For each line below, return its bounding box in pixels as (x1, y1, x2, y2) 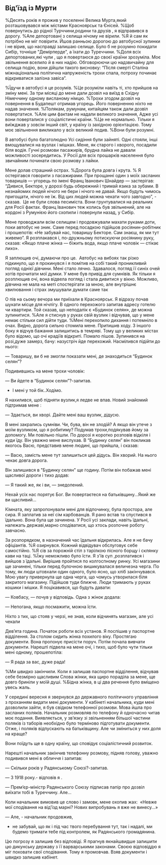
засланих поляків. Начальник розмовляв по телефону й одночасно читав (5, 709, 160, 716)
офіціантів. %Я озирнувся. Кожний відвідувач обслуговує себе (5, 542, 138, 548)
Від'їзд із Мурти (5, 4, 57, 12)
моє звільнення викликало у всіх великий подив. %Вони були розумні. (5, 126, 155, 133)
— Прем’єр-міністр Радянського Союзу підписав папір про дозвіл (5, 784, 145, 790)
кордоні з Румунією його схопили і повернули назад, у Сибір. (5, 209, 135, 215)
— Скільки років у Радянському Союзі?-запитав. (5, 765, 109, 771)
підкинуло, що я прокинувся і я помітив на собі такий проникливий (5, 260, 147, 266)
